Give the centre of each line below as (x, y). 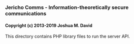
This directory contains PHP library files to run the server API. (67, 37)
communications (26, 13)
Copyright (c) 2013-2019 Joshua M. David (49, 25)
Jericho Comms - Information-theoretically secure (67, 7)
